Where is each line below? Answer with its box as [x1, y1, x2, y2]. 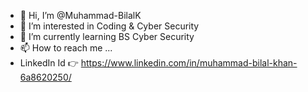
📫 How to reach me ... [19, 42, 113, 54]
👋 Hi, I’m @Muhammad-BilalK [19, 10, 142, 21]
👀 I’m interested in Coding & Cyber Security [19, 20, 200, 32]
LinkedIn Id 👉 [19, 57, 79, 69]
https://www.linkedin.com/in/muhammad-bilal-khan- [80, 57, 298, 69]
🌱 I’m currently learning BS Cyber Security [19, 31, 195, 42]
